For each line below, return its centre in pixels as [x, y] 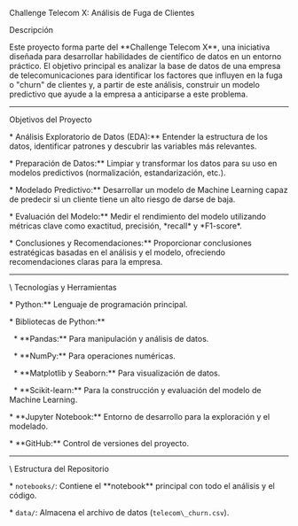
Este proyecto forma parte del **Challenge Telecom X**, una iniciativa [140, 47]
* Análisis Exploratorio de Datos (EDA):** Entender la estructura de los [139, 137]
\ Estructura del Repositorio [59, 469]
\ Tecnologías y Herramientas [63, 287]
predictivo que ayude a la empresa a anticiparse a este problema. [129, 94]
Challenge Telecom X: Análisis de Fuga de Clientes [102, 13]
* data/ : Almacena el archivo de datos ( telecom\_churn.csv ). [119, 512]
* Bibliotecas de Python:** [57, 321]
